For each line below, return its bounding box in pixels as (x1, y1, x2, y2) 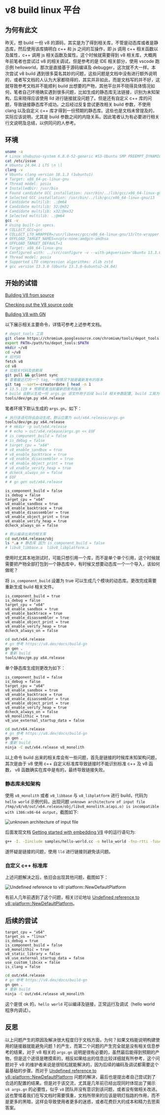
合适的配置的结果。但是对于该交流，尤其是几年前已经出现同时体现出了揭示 (5, 1080, 156, 1086)
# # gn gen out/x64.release (5, 479, 63, 484)
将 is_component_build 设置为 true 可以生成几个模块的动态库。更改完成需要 (5, 578, 157, 584)
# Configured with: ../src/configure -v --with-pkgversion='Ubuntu (5, 250, 146, 255)
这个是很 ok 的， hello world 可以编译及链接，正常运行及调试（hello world (5, 1001, 155, 1007)
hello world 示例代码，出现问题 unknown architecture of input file (5, 798, 146, 805)
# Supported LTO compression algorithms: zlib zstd (5, 259, 113, 264)
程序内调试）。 (5, 1007, 33, 1013)
